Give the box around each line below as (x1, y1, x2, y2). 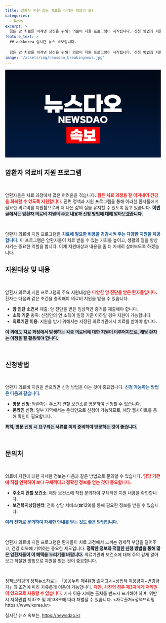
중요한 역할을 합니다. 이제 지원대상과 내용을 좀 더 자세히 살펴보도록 (18, 243, 146, 249)
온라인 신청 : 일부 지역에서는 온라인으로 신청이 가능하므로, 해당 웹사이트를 (12, 407, 152, 413)
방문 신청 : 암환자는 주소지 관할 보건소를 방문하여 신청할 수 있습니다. (12, 401, 142, 407)
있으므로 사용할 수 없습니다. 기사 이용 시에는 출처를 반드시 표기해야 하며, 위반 (10, 590, 157, 596)
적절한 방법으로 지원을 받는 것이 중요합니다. (14, 558, 98, 564)
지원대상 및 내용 (5, 265, 50, 274)
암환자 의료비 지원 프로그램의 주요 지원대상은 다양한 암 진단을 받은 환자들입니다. (5, 289, 158, 295)
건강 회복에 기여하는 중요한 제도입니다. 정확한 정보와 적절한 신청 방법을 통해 (11, 546, 156, 552)
